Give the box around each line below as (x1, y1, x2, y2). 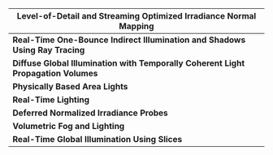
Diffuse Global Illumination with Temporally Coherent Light (12, 58, 245, 68)
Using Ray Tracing (12, 45, 85, 55)
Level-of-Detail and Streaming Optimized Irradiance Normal (16, 11, 257, 21)
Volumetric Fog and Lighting (12, 121, 125, 131)
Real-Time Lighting (12, 94, 90, 105)
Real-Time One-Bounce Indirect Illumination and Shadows (12, 34, 246, 45)
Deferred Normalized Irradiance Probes (12, 107, 168, 118)
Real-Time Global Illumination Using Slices (12, 134, 183, 144)
